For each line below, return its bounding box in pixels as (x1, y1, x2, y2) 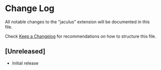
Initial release (12, 60, 39, 66)
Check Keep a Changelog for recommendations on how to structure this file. (5, 33, 157, 39)
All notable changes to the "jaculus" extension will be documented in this (5, 19, 150, 25)
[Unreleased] (5, 47, 46, 56)
